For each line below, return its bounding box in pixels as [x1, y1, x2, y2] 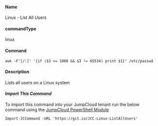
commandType [5, 26, 36, 32]
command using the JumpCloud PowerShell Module [5, 107, 109, 113]
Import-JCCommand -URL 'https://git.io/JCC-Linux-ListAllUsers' [5, 116, 138, 121]
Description [5, 69, 30, 75]
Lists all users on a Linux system [5, 79, 70, 85]
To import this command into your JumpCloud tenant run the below [5, 102, 140, 108]
